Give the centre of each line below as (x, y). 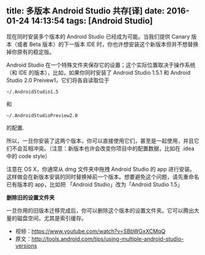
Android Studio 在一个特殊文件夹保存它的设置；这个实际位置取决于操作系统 (101, 65)
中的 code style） (28, 156)
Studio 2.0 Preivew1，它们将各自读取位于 (58, 80)
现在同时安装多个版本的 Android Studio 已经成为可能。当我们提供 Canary (98, 36)
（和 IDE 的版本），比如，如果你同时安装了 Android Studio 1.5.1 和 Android (99, 72)
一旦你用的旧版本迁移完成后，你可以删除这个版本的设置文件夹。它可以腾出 (100, 210)
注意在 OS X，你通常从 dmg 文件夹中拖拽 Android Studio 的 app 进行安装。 (101, 169)
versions (26, 245)
